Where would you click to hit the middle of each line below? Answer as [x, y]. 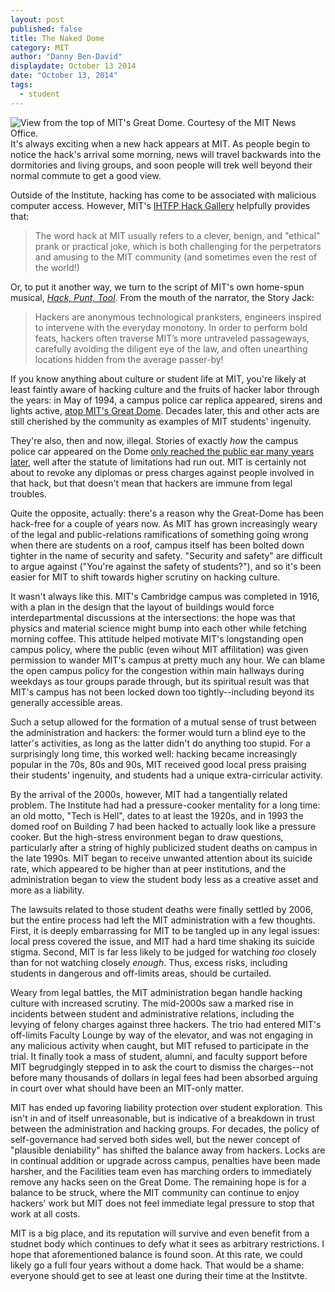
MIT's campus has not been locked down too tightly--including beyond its [162, 692]
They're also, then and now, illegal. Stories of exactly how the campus [154, 440]
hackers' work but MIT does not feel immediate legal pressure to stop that [162, 1203]
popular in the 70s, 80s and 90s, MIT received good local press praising [158, 764]
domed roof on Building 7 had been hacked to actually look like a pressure [163, 826]
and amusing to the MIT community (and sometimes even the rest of [176, 257]
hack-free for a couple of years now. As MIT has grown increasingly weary [164, 523]
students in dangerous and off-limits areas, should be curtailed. [141, 973]
